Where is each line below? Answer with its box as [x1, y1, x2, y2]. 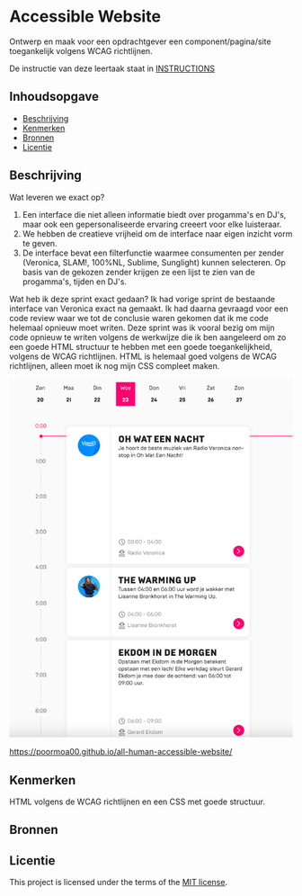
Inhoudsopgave [9, 89, 99, 104]
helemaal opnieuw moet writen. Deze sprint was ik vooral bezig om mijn [9, 322, 276, 333]
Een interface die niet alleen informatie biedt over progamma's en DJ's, [22, 209, 287, 220]
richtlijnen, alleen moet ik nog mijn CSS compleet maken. [9, 360, 220, 371]
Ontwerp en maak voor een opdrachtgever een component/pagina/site [9, 36, 271, 47]
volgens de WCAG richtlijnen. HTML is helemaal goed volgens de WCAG [9, 351, 277, 362]
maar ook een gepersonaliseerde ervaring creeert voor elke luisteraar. [22, 219, 282, 229]
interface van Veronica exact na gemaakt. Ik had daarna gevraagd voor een [9, 303, 289, 314]
